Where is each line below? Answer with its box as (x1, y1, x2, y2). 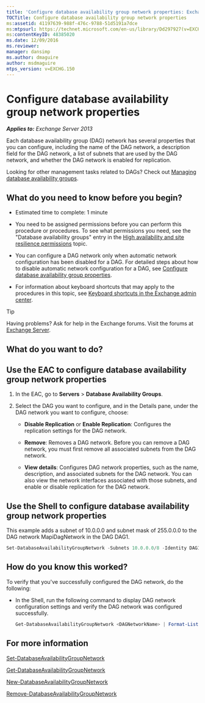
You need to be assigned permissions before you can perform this (15, 220, 182, 228)
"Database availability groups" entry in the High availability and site (15, 233, 184, 241)
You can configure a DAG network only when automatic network (15, 252, 177, 260)
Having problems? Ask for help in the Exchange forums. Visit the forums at (6, 320, 194, 327)
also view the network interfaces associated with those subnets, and (24, 477, 197, 484)
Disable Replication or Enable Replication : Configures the (24, 421, 171, 428)
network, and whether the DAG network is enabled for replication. (6, 156, 172, 164)
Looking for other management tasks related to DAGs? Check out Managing (6, 169, 196, 176)
